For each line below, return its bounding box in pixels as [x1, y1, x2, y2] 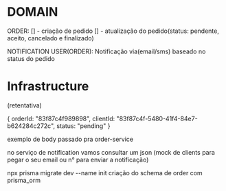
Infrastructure [7, 79, 89, 94]
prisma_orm [7, 176, 41, 184]
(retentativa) [7, 101, 43, 110]
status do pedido [7, 54, 55, 62]
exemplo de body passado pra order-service [7, 135, 134, 143]
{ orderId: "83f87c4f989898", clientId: [7, 114, 115, 123]
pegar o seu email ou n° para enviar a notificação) [7, 155, 149, 164]
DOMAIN [7, 4, 58, 20]
